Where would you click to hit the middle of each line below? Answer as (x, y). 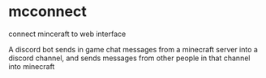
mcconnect (47, 12)
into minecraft (32, 66)
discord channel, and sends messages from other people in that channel (129, 58)
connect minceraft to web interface (67, 34)
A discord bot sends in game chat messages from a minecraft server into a (133, 49)
